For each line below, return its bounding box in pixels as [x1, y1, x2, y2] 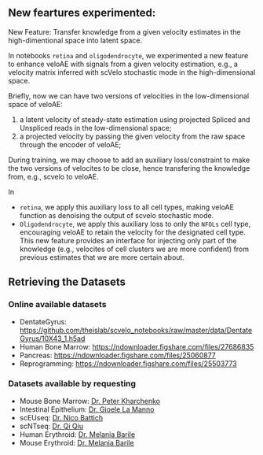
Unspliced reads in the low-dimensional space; [19, 123, 172, 132]
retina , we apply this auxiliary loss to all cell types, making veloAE [19, 202, 234, 212]
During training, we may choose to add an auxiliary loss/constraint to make [8, 155, 250, 165]
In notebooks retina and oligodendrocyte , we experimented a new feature [8, 50, 249, 60]
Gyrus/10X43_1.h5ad [19, 334, 86, 343]
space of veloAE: [8, 99, 63, 109]
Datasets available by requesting [8, 378, 136, 389]
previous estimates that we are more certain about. [19, 252, 184, 262]
